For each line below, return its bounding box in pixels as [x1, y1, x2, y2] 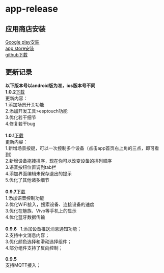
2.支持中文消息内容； [5, 232, 50, 238]
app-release [5, 3, 59, 15]
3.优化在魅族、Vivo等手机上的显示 [5, 207, 77, 214]
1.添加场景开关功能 [5, 101, 44, 107]
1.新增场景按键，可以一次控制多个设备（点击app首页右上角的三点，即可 [5, 145, 155, 151]
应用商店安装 [5, 24, 46, 33]
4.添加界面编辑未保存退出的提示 [5, 170, 72, 176]
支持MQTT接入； [5, 262, 41, 268]
